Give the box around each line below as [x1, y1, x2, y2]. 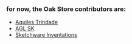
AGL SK [15, 25, 35, 32]
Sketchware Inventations [15, 31, 77, 39]
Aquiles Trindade [15, 19, 58, 26]
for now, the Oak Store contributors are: [6, 5, 127, 13]
